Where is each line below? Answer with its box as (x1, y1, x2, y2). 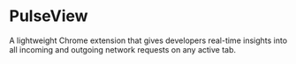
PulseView (9, 6, 88, 26)
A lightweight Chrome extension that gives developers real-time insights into (9, 35, 288, 46)
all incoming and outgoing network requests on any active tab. (9, 44, 237, 54)
